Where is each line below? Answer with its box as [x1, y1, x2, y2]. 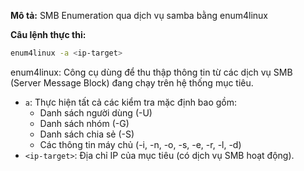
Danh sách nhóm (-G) [39, 117, 130, 129]
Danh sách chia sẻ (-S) [39, 128, 135, 140]
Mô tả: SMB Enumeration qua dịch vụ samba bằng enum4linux [10, 10, 269, 21]
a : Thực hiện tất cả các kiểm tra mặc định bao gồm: [24, 96, 238, 108]
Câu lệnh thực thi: [10, 29, 87, 40]
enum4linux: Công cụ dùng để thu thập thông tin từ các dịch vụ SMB [10, 66, 293, 78]
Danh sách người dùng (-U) [39, 106, 153, 119]
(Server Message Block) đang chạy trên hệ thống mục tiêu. [10, 76, 254, 89]
